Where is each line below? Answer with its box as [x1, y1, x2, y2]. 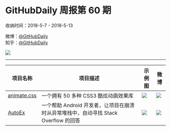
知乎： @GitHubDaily [5, 39, 48, 46]
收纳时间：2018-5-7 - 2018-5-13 [5, 22, 73, 28]
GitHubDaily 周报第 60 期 [5, 5, 111, 16]
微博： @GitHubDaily [5, 33, 48, 39]
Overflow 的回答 [41, 117, 80, 124]
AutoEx [8, 109, 25, 116]
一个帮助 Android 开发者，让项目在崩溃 [41, 102, 135, 109]
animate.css [8, 92, 37, 99]
